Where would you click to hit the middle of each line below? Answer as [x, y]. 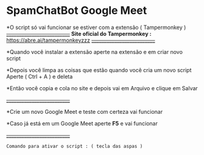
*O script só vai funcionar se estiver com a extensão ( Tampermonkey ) [96, 27]
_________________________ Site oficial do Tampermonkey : [79, 33]
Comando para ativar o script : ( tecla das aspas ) [75, 146]
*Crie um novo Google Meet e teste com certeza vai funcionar [85, 111]
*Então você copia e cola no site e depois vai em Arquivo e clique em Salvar [102, 88]
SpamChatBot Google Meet [77, 11]
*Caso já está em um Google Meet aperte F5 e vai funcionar [82, 123]
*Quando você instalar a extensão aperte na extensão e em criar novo [94, 51]
